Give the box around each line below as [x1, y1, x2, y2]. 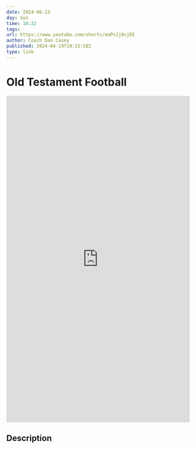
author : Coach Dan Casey [6, 37, 70, 43]
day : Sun [6, 15, 29, 21]
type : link [6, 49, 34, 55]
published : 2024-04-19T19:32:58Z [6, 43, 92, 50]
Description [6, 433, 52, 443]
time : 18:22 [6, 20, 37, 26]
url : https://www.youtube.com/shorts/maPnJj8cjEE [6, 32, 136, 38]
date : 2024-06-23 [6, 9, 51, 15]
